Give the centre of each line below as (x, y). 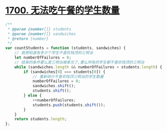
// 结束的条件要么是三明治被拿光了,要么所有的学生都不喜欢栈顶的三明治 (79, 62)
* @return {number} (28, 39)
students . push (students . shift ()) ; (69, 105)
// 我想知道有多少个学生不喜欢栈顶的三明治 (54, 53)
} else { (33, 96)
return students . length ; (41, 119)
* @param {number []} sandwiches (42, 34)
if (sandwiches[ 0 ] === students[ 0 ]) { (64, 72)
